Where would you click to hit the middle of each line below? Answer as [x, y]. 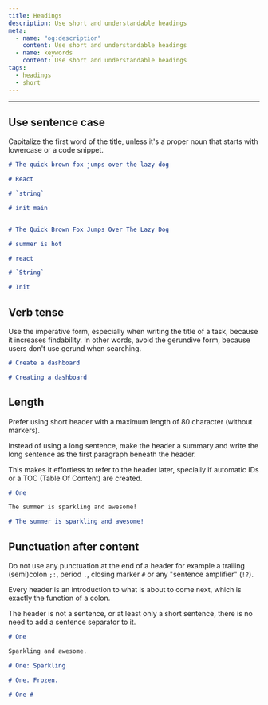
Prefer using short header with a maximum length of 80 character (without [130, 421]
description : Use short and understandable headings [98, 23]
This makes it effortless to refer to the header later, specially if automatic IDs [134, 469]
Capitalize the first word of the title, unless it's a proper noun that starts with [133, 141]
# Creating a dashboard [48, 377]
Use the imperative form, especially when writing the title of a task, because [133, 331]
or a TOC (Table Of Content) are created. [75, 478]
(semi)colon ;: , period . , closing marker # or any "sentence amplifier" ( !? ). [131, 574]
